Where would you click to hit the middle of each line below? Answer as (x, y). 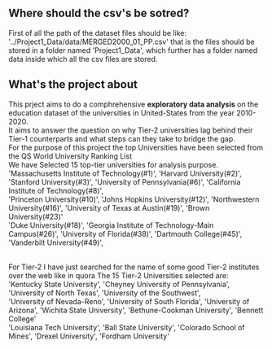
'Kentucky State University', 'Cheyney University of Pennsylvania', (119, 284)
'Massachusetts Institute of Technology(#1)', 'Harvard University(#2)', (125, 173)
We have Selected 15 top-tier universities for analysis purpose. (113, 164)
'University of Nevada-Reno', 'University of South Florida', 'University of (129, 301)
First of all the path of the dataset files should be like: (98, 33)
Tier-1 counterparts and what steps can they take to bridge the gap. (122, 138)
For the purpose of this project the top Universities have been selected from (136, 147)
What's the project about (73, 85)
